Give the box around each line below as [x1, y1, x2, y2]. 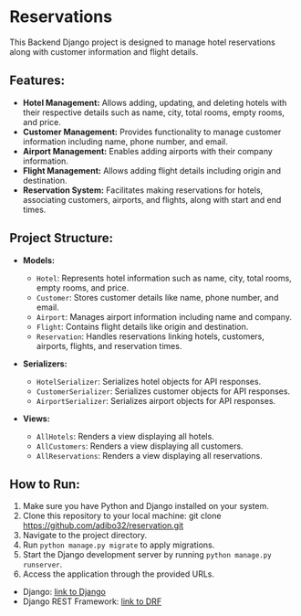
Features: [9, 73, 66, 89]
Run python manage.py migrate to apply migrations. [22, 539, 215, 550]
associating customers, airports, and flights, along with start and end [22, 194, 282, 205]
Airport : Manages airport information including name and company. [36, 311, 292, 322]
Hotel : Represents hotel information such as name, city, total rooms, [36, 272, 292, 283]
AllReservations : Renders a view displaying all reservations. [36, 450, 263, 461]
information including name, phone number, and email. [22, 135, 228, 147]
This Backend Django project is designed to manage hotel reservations [9, 37, 275, 48]
